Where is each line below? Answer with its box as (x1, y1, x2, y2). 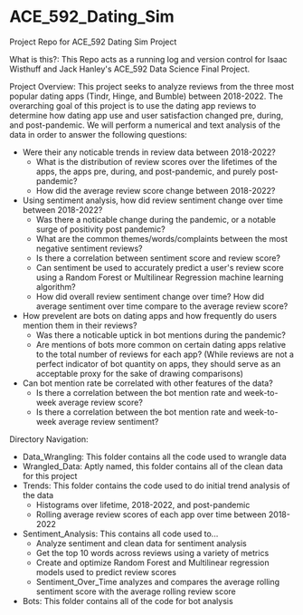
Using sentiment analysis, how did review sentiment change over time (22, 195, 283, 206)
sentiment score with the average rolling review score (35, 586, 237, 597)
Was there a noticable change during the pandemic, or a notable (35, 214, 276, 225)
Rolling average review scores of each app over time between (35, 509, 267, 520)
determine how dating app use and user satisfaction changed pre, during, (9, 110, 284, 120)
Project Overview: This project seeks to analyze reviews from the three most (9, 81, 294, 91)
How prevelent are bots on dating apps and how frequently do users (22, 310, 278, 321)
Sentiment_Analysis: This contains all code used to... (22, 528, 219, 539)
